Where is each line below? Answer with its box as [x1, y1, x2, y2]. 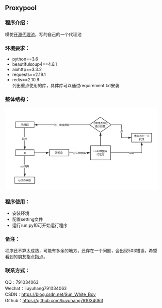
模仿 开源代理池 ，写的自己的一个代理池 [5, 31, 81, 37]
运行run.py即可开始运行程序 [12, 222, 68, 228]
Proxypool [5, 4, 37, 12]
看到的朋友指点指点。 [5, 254, 48, 260]
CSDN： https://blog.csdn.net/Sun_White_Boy [5, 291, 96, 297]
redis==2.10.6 [12, 76, 40, 82]
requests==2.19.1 [12, 72, 46, 77]
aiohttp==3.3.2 [12, 66, 42, 72]
